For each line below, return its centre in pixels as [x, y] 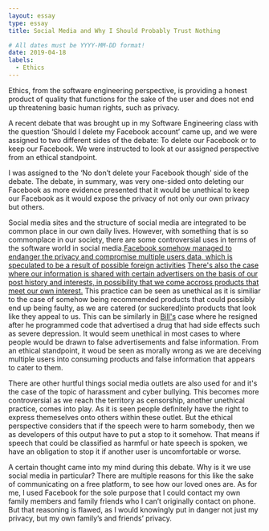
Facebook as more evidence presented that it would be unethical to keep [129, 190]
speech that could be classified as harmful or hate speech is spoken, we [128, 443]
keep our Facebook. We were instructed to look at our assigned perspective [134, 149]
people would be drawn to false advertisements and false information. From [134, 341]
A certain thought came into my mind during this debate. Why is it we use [130, 467]
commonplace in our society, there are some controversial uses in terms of [132, 239]
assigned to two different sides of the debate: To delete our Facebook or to [132, 140]
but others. [26, 206]
